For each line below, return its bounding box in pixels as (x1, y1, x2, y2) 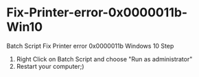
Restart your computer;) (16, 62, 84, 70)
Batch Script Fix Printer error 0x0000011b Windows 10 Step (6, 42, 174, 50)
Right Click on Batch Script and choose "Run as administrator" (16, 55, 193, 63)
